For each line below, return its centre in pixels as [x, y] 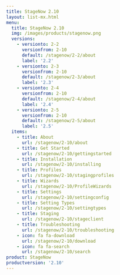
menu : [13, 22]
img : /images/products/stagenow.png [56, 33]
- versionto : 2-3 [38, 66]
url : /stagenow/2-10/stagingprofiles [68, 176]
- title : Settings [39, 192]
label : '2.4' [38, 104]
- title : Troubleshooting [49, 224]
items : [19, 132]
